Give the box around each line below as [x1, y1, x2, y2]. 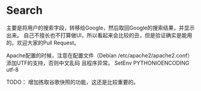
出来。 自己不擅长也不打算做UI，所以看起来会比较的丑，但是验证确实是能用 [6, 31, 193, 39]
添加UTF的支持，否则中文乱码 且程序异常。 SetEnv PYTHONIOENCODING [6, 59, 190, 66]
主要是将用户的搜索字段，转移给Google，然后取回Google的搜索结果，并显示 [6, 24, 195, 31]
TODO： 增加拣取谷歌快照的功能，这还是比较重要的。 [6, 78, 140, 86]
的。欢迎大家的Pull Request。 [6, 39, 79, 46]
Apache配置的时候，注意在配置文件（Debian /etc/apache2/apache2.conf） [6, 51, 193, 59]
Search [6, 4, 43, 17]
